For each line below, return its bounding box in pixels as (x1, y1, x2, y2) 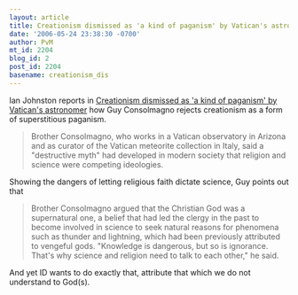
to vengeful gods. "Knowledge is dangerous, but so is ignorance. (30, 240, 269, 251)
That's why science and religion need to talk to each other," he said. (30, 250, 279, 260)
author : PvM (9, 37, 53, 47)
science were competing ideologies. (30, 159, 164, 169)
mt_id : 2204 (9, 46, 53, 55)
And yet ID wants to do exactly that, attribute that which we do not (9, 267, 251, 277)
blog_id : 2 (9, 54, 50, 63)
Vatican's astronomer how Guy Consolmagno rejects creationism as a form (9, 104, 284, 115)
